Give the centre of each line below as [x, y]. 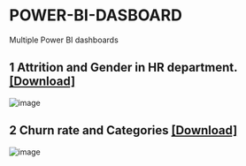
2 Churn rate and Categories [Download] [123, 130]
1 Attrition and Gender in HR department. [123, 68]
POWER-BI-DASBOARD [96, 15]
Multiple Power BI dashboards [64, 40]
